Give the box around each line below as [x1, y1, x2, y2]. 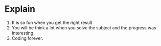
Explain [4, 3, 35, 15]
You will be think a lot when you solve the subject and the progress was [11, 24, 156, 30]
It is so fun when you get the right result [11, 20, 92, 25]
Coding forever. [11, 35, 44, 41]
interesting [11, 30, 34, 36]
